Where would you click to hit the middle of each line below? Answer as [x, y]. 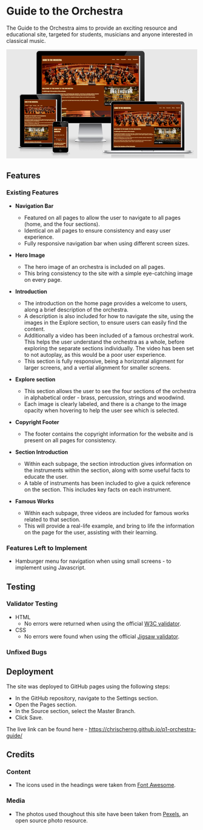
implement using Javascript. [50, 568]
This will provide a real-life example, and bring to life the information [109, 526]
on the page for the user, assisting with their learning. [91, 532]
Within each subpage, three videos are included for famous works [107, 513]
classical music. [26, 41]
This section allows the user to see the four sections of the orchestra [110, 391]
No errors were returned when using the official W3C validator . [103, 623]
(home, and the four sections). [62, 224]
